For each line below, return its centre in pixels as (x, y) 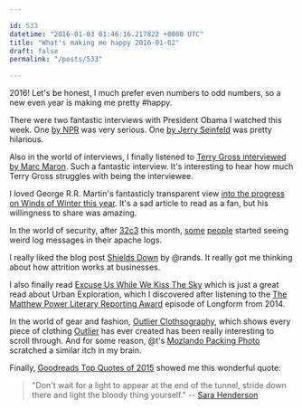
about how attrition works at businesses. (85, 267)
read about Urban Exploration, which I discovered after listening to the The (148, 294)
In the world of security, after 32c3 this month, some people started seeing (149, 231)
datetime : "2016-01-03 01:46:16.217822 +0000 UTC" (107, 34)
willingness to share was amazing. (73, 213)
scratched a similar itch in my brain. (75, 350)
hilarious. (26, 139)
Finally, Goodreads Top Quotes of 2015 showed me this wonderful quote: (146, 368)
